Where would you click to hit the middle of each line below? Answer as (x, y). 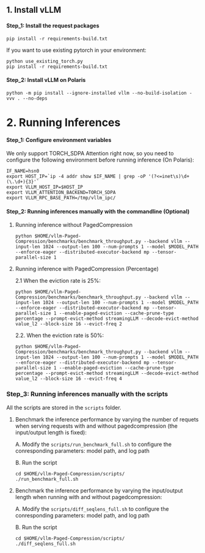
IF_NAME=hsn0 (23, 171)
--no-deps (35, 98)
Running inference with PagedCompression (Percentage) (87, 269)
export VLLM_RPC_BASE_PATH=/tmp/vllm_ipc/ (61, 198)
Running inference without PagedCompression (74, 225)
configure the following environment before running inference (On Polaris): (100, 160)
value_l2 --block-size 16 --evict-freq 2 (68, 324)
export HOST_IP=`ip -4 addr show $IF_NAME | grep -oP (76, 177)
